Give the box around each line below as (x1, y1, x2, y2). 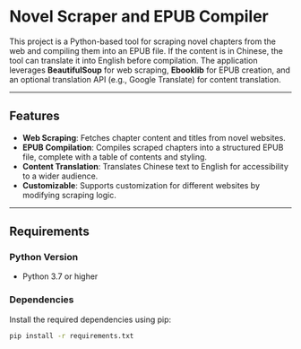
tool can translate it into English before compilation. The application (9, 55, 258, 65)
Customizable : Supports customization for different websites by (21, 179, 261, 190)
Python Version (9, 251, 79, 264)
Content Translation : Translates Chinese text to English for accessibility (21, 161, 289, 171)
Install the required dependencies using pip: (9, 314, 172, 325)
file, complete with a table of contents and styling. (21, 151, 208, 162)
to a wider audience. (21, 170, 99, 181)
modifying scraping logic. (21, 189, 116, 200)
